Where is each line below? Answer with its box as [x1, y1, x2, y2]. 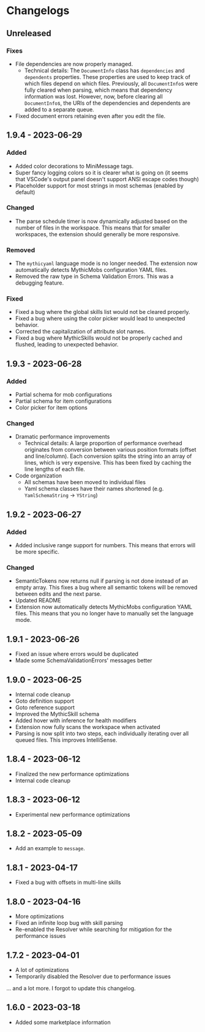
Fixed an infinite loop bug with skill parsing [15, 919, 124, 927]
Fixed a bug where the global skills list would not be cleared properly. [15, 308, 191, 316]
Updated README [15, 597, 61, 604]
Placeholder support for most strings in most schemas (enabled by [15, 182, 184, 189]
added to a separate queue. [24, 105, 95, 113]
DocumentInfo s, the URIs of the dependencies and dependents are [24, 99, 191, 107]
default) [15, 188, 35, 196]
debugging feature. [15, 279, 64, 286]
